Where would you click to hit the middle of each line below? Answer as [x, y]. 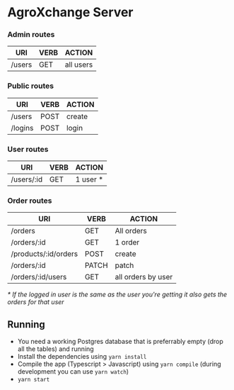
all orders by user [144, 277]
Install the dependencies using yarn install [82, 357]
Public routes [31, 86]
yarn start [34, 380]
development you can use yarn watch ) [73, 372]
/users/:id [27, 179]
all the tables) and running [55, 349]
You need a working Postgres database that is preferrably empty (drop [121, 342]
